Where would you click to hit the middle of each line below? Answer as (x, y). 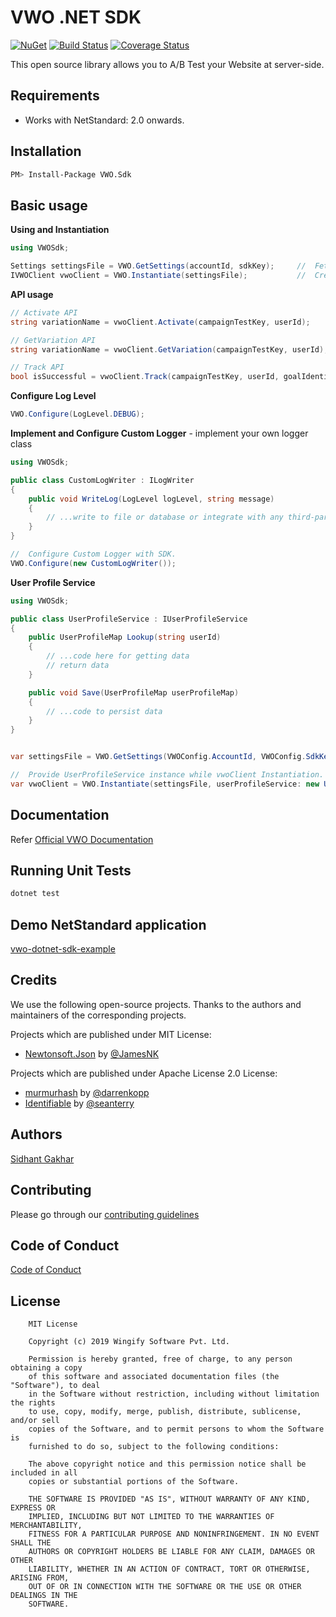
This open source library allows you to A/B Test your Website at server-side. (167, 64)
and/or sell (35, 1421)
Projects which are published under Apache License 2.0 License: (144, 1073)
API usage (32, 294)
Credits (34, 980)
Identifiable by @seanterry (79, 1103)
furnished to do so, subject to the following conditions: (154, 1447)
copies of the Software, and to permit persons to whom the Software (176, 1429)
